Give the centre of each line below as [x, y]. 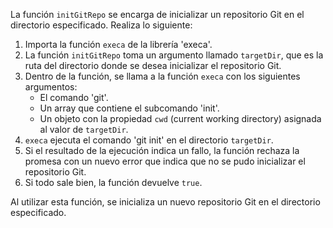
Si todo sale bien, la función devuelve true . [113, 182]
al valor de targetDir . [84, 129]
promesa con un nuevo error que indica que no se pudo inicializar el [165, 161]
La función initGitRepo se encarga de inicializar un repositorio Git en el [157, 14]
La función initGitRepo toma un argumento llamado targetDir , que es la [174, 55]
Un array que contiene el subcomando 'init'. [129, 108]
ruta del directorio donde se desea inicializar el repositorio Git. [153, 65]
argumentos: [51, 87]
